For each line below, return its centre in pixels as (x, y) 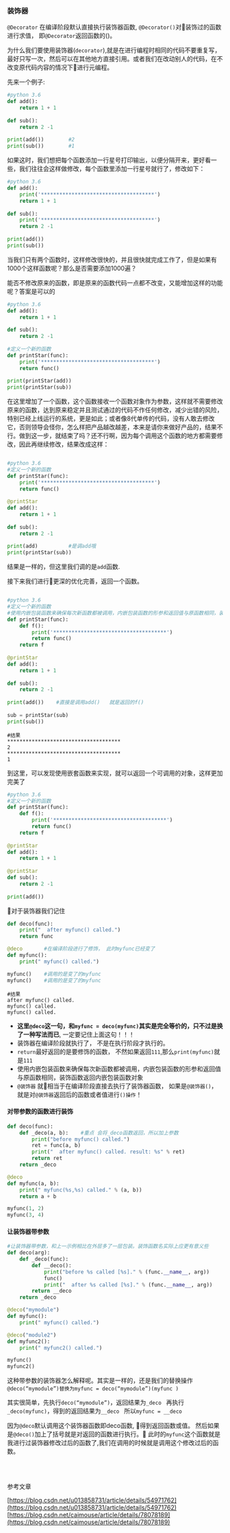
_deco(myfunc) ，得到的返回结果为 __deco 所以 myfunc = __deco (95, 1411)
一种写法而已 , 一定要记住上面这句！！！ (79, 1034)
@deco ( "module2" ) (32, 1335)
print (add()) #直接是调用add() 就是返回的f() (76, 703)
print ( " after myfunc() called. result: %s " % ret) (108, 1152)
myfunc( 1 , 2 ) (26, 1209)
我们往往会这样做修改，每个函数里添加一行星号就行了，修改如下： (112, 169)
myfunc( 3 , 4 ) (26, 1215)
